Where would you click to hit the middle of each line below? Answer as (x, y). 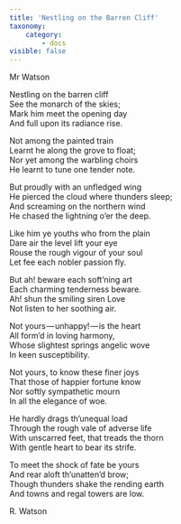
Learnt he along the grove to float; (73, 151)
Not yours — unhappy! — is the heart (75, 326)
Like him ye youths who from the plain (80, 234)
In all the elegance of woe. (59, 401)
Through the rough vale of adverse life (81, 428)
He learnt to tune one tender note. (72, 170)
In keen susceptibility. (50, 355)
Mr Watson (30, 77)
